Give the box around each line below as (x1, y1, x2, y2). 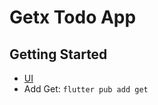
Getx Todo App (9, 6, 137, 29)
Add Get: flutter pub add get (23, 83, 149, 95)
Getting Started (9, 46, 108, 63)
